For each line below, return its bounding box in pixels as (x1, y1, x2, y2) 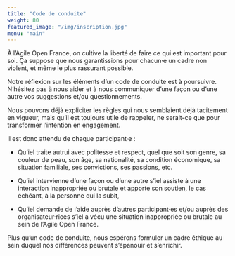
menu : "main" (7, 29, 46, 37)
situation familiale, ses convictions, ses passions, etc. (17, 163, 173, 172)
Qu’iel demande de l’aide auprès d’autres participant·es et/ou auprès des (17, 205, 229, 214)
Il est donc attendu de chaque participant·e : (7, 135, 136, 143)
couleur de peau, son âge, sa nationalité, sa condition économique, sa (17, 156, 221, 164)
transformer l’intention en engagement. (7, 121, 121, 130)
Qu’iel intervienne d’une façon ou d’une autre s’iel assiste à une (17, 177, 202, 185)
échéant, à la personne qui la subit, (17, 191, 120, 200)
